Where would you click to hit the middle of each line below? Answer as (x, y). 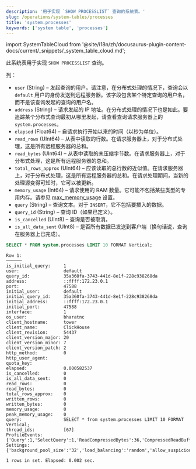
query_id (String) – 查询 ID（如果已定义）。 (65, 212)
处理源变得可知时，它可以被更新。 (55, 183)
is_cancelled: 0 (36, 374)
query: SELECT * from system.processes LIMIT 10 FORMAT (95, 420)
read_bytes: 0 (36, 389)
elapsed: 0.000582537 (49, 369)
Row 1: (14, 256)
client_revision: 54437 (41, 333)
